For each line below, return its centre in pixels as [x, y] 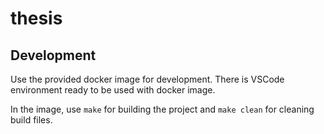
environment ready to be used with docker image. [113, 90]
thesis [36, 18]
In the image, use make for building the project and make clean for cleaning [162, 109]
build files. [31, 120]
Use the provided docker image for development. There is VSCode [147, 79]
